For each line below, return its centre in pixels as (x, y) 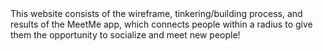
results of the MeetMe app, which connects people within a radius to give (161, 24)
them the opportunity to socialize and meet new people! (125, 35)
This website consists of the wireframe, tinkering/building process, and (156, 13)
